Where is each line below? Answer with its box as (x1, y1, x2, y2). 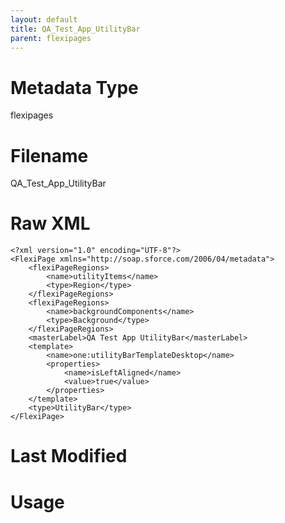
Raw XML (10, 212, 91, 235)
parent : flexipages (10, 33, 92, 43)
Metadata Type (10, 76, 139, 99)
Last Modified (10, 445, 128, 468)
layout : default (10, 14, 78, 25)
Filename (10, 144, 89, 167)
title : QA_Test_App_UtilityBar (10, 24, 141, 34)
